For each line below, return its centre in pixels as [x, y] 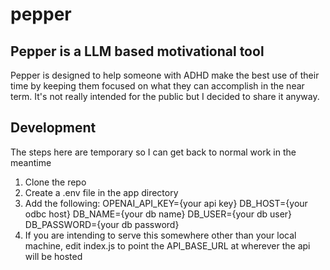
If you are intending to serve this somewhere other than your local [160, 235]
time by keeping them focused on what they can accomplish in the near [157, 86]
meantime [31, 162]
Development [53, 128]
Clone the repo [55, 182]
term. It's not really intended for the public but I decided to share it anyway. [165, 96]
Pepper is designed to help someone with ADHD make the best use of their [165, 75]
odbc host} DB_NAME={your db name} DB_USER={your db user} [158, 214]
